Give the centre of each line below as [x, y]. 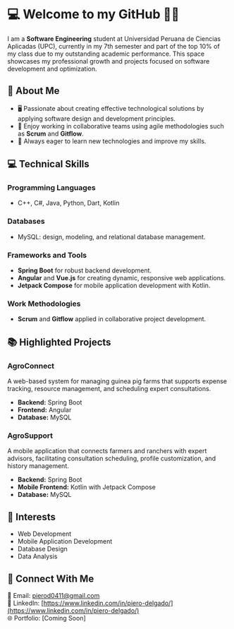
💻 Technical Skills [48, 164]
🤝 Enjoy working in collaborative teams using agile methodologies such [121, 126]
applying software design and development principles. [97, 119]
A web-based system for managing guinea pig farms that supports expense [117, 381]
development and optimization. [52, 68]
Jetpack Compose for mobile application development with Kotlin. [114, 286]
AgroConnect [31, 366]
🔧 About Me [33, 91]
